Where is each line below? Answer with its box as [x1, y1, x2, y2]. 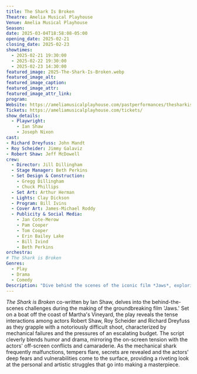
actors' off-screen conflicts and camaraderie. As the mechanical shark [6, 342, 177, 349]
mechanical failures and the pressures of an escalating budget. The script [6, 330, 185, 337]
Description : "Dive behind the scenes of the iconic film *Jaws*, [6, 282, 172, 289]
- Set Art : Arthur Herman [11, 189, 75, 195]
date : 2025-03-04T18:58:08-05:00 [6, 31, 88, 37]
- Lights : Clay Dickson [11, 195, 69, 201]
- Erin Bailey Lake [16, 233, 64, 239]
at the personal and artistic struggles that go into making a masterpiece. [6, 361, 180, 368]
